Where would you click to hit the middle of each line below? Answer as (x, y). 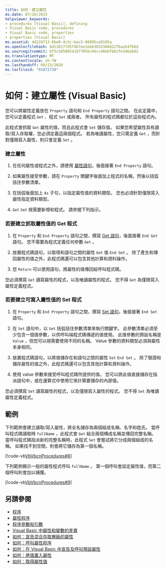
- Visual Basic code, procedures (40, 28)
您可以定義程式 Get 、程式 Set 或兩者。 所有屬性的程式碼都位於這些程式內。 (82, 117)
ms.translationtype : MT (30, 56)
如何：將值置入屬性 (32, 555)
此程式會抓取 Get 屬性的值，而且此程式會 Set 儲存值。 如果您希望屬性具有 (80, 127)
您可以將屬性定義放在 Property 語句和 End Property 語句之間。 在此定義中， (83, 110)
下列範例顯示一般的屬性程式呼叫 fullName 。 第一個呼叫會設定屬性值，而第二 (83, 466)
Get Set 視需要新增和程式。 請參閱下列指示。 (58, 210)
